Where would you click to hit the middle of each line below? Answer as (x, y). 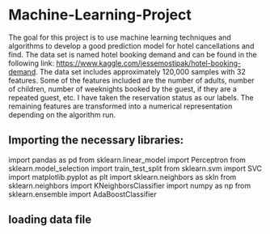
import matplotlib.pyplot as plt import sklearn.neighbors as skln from (122, 177)
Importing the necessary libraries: (96, 140)
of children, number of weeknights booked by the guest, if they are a (122, 89)
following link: (32, 63)
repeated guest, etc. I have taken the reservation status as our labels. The (131, 97)
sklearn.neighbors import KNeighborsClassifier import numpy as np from (130, 185)
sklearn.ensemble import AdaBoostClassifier (83, 194)
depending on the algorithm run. (62, 114)
